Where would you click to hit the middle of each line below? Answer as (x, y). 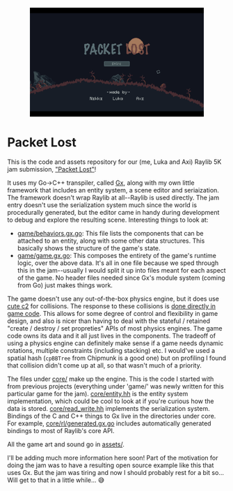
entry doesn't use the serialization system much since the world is (102, 205)
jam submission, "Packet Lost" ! (52, 169)
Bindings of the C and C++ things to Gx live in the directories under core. (112, 416)
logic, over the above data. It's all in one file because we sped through (118, 263)
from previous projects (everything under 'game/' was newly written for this (115, 386)
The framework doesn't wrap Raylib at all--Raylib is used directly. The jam (113, 197)
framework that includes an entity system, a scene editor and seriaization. (113, 190)
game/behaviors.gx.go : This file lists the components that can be (110, 233)
